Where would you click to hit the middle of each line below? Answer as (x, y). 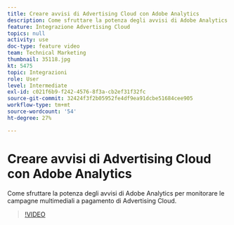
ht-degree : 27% (30, 118)
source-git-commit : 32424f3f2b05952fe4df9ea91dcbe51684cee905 (100, 99)
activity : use (28, 40)
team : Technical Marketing (47, 53)
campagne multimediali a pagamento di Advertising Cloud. (92, 200)
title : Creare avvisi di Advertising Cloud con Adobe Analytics (103, 14)
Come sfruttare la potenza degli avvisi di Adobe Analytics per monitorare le (116, 193)
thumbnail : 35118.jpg (39, 60)
